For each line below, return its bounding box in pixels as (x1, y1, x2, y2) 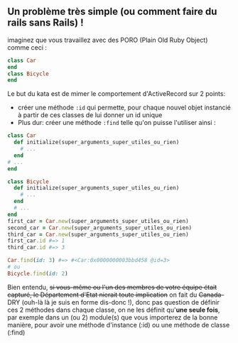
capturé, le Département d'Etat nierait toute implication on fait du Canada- (7, 290, 225, 299)
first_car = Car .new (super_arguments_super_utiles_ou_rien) (7, 217, 190, 224)
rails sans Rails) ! (7, 17, 84, 29)
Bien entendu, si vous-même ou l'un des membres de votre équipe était (7, 283, 217, 291)
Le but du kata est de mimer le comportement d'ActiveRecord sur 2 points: (7, 89, 226, 98)
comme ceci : (7, 43, 48, 52)
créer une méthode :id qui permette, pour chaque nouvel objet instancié (17, 103, 231, 112)
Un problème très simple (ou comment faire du (7, 6, 217, 18)
